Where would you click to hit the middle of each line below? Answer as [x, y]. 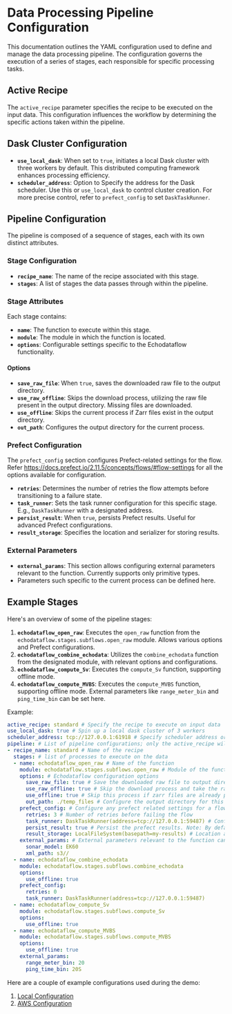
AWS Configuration [45, 1003]
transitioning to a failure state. [59, 496]
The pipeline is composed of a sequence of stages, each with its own [106, 235]
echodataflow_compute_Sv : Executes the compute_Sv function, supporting [119, 669]
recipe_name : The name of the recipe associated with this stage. [108, 276]
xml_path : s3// [47, 853]
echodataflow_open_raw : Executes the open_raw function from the [108, 632]
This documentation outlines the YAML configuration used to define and [109, 46]
